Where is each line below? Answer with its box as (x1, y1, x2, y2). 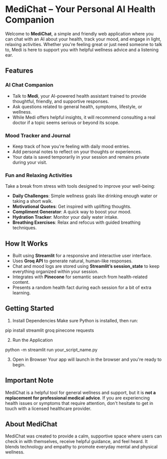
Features (5, 67, 33, 75)
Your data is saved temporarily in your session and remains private (12, 154, 150, 160)
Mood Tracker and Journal (5, 132, 71, 139)
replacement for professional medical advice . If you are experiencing (5, 394, 150, 401)
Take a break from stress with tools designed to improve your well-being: (5, 183, 156, 189)
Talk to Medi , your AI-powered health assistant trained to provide (12, 93, 147, 99)
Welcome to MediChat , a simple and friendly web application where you (5, 31, 154, 37)
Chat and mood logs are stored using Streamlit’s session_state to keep (12, 263, 160, 269)
